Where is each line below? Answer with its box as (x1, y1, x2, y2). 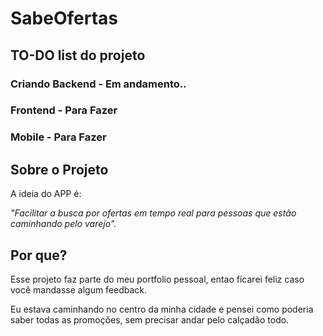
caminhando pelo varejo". (10, 218, 117, 230)
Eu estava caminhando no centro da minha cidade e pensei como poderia (10, 303, 314, 315)
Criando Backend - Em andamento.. (10, 77, 187, 91)
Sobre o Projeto (10, 161, 109, 178)
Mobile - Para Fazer (10, 130, 107, 144)
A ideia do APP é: (10, 188, 82, 200)
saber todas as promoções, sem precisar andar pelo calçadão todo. (10, 313, 290, 326)
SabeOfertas (10, 7, 118, 30)
